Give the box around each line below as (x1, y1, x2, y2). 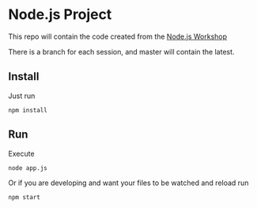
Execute (8, 149, 35, 158)
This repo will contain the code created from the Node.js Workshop (8, 32, 228, 41)
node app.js (8, 164, 47, 172)
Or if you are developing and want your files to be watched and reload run (8, 178, 249, 187)
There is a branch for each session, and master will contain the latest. (8, 47, 235, 56)
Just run (8, 91, 36, 100)
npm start (8, 193, 41, 201)
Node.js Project (8, 6, 112, 24)
